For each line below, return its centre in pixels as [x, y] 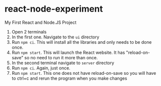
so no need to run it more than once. [61, 57]
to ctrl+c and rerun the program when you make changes [69, 78]
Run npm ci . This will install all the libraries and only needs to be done [82, 42]
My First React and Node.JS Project [41, 22]
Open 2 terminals [29, 32]
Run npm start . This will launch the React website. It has [68, 52]
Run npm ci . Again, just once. [41, 68]
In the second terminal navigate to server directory [63, 63]
